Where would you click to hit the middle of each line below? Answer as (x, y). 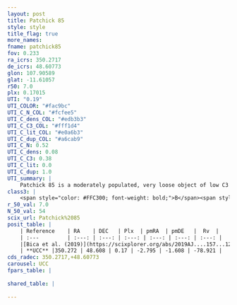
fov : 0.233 (23, 54)
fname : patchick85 (34, 47)
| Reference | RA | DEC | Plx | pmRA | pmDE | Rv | (120, 231)
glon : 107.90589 (31, 73)
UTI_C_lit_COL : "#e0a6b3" (45, 132)
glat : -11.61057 (31, 80)
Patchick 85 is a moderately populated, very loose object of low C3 (124, 185)
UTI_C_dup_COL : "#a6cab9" (45, 139)
